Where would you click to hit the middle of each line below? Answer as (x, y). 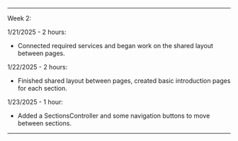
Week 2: (19, 18)
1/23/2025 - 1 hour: (35, 102)
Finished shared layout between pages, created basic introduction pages (124, 81)
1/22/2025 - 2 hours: (38, 67)
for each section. (42, 88)
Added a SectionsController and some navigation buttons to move (114, 115)
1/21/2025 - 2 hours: (37, 32)
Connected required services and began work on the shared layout (115, 46)
